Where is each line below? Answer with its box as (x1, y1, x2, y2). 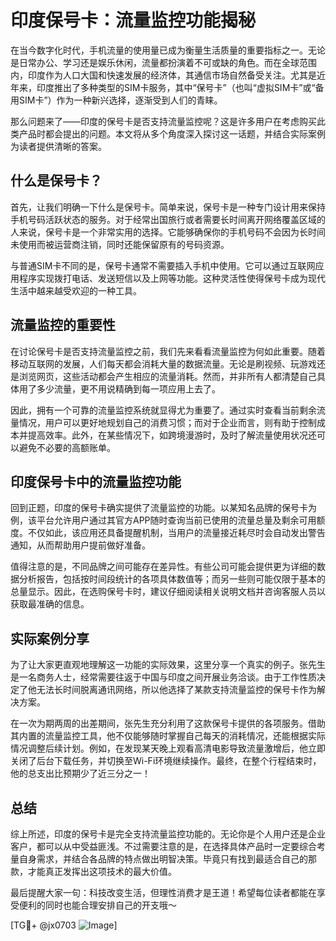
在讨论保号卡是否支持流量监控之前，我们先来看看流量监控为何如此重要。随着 (10, 345, 326, 357)
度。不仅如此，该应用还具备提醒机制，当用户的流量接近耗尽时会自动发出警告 (10, 527, 326, 539)
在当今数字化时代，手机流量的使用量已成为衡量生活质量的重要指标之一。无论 (10, 44, 326, 56)
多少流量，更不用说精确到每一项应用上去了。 (36, 382, 221, 395)
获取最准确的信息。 (10, 598, 90, 610)
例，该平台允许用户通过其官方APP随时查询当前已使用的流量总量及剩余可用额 (10, 514, 326, 526)
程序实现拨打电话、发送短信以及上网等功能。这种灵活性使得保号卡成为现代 (18, 272, 326, 284)
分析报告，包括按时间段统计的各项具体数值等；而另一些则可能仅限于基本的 (18, 573, 326, 585)
